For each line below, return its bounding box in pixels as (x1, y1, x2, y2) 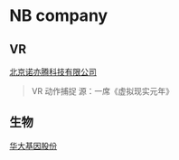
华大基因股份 (9, 140, 57, 151)
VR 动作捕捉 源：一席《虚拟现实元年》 (31, 86, 174, 96)
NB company (9, 5, 108, 26)
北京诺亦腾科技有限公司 (9, 67, 97, 77)
